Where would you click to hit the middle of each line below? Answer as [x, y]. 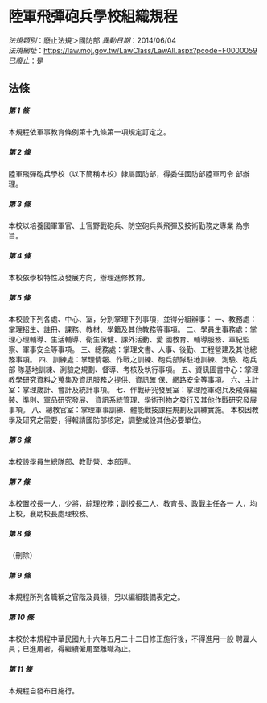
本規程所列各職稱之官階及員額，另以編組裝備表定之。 [97, 598]
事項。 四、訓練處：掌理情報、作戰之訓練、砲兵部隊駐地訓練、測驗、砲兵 [136, 360]
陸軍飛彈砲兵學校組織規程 [93, 17]
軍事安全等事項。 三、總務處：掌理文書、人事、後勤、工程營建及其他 [136, 349]
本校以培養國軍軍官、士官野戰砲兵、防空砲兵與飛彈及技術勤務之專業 [121, 225]
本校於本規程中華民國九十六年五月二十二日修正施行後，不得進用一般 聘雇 [129, 639]
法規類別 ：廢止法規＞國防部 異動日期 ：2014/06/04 [92, 40]
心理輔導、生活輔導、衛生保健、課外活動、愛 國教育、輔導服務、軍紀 [129, 340]
